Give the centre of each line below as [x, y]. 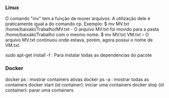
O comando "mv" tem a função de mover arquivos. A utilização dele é [78, 19]
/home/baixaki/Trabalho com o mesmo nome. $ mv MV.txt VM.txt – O [77, 35]
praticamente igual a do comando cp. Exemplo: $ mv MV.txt [67, 24]
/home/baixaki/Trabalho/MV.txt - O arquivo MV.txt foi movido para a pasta [82, 29]
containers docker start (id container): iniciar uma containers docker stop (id [84, 84]
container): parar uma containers [40, 90]
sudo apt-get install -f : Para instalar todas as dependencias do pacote [79, 55]
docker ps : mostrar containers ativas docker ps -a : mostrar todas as [77, 79]
